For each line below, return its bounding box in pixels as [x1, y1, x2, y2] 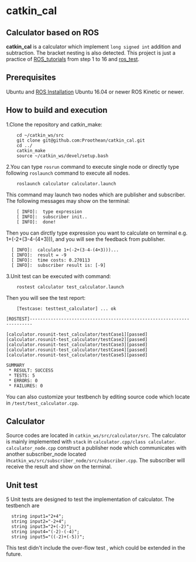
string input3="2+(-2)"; [11, 524, 72, 530]
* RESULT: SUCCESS [8, 367, 54, 373]
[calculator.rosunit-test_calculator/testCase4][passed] [6, 347, 148, 353]
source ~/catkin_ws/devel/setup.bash [16, 153, 109, 159]
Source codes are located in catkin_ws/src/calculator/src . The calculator [6, 432, 186, 439]
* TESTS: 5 [8, 372, 35, 379]
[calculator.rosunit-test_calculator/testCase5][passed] [6, 352, 148, 358]
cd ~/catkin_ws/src [16, 132, 64, 138]
